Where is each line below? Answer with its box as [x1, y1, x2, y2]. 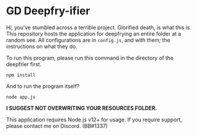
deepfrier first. [6, 61, 42, 68]
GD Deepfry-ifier [6, 4, 90, 18]
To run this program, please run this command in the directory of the [6, 54, 174, 61]
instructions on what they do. [6, 43, 78, 50]
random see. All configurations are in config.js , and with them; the [6, 36, 170, 43]
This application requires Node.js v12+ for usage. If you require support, [6, 116, 182, 123]
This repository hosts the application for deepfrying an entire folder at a [6, 30, 182, 37]
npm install [6, 72, 36, 78]
